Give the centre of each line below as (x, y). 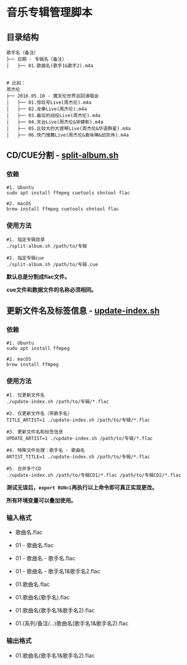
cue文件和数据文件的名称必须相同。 (52, 289)
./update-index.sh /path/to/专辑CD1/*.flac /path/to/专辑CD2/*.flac (94, 475)
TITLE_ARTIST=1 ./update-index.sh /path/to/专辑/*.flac (78, 420)
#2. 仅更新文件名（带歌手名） (39, 413)
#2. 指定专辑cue (25, 258)
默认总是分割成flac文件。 (38, 276)
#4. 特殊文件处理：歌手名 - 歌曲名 (46, 450)
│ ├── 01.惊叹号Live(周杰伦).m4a (49, 102)
